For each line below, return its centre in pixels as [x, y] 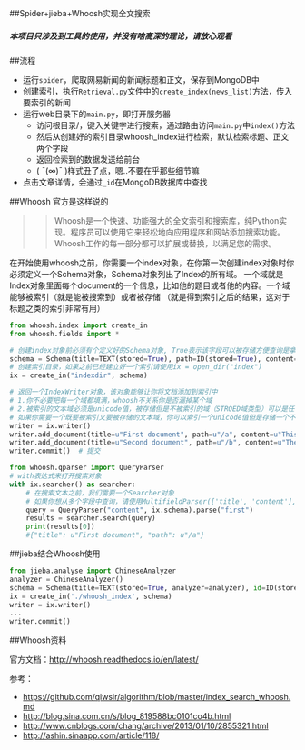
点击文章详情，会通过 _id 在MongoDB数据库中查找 [115, 182]
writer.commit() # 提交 [55, 451]
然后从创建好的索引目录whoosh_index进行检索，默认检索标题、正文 [162, 136]
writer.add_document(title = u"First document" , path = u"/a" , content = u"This [154, 435]
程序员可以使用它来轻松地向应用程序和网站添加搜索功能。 [178, 232]
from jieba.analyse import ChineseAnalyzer [93, 571]
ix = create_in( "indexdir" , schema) [79, 375]
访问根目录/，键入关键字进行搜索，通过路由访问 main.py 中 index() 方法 [165, 125]
